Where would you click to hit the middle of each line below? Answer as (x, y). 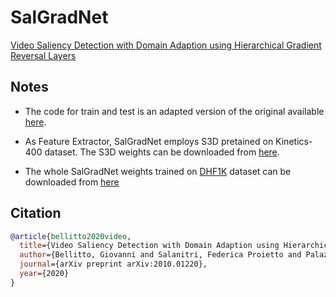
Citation (36, 213)
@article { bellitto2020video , (71, 236)
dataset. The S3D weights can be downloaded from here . (162, 152)
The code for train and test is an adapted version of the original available (174, 111)
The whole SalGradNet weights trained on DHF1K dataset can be (158, 171)
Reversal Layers (43, 55)
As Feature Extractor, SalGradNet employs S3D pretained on (149, 141)
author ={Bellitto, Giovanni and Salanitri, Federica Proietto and (160, 255)
